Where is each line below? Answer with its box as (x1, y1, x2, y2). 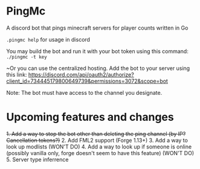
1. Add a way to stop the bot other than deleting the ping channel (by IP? (6, 130, 186, 137)
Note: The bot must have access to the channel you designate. (6, 89, 163, 96)
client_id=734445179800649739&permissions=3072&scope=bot (6, 77, 168, 84)
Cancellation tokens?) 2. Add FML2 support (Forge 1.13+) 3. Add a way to (6, 136, 189, 144)
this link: (6, 71, 27, 78)
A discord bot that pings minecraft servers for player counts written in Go (6, 24, 189, 31)
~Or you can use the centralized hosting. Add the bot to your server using (6, 65, 190, 72)
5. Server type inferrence (6, 156, 69, 163)
